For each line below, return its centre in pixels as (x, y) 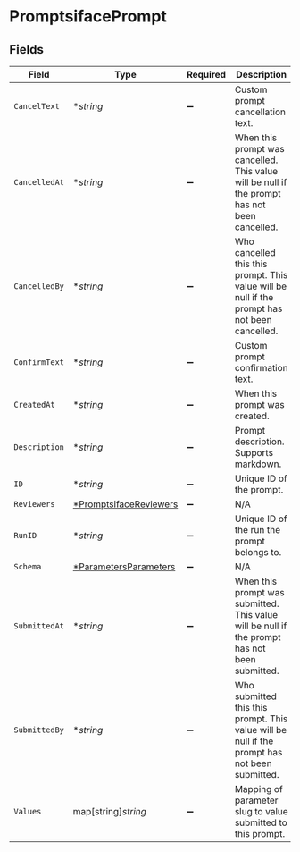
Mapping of (258, 789)
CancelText (37, 106)
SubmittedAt (39, 626)
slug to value (261, 811)
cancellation (260, 112)
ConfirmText (39, 363)
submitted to (261, 822)
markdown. (258, 464)
